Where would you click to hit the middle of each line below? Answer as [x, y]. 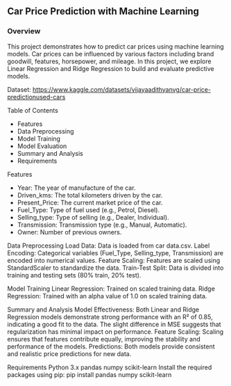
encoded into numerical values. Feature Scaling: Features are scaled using [114, 260]
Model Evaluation [42, 146]
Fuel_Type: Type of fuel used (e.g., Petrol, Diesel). [88, 210]
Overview [24, 31]
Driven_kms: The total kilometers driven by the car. [90, 195]
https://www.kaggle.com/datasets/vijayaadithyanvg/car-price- [122, 89]
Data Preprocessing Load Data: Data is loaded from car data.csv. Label [109, 246]
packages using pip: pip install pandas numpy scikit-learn [89, 374]
